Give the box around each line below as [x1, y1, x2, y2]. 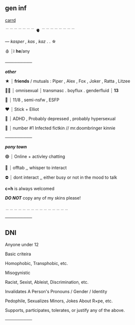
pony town [5, 144, 27, 150]
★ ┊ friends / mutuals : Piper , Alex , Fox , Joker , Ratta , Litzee [5, 78, 131, 84]
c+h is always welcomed [5, 186, 55, 191]
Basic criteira [5, 251, 31, 257]
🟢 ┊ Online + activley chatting [5, 154, 65, 159]
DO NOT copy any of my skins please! [5, 195, 81, 201]
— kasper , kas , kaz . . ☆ [5, 38, 57, 44]
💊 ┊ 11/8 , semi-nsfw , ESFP [5, 97, 60, 103]
